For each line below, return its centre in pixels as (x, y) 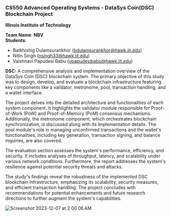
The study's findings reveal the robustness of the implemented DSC (77, 177)
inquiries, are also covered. (34, 141)
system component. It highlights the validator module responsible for (78, 108)
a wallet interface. (24, 93)
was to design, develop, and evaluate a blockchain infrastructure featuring (83, 82)
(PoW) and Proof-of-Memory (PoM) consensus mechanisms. (88, 113)
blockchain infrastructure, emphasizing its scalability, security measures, (82, 182)
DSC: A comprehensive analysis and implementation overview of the (77, 71)
